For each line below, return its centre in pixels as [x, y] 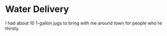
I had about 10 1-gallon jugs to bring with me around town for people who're [84, 23]
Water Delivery [37, 9]
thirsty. [13, 28]
